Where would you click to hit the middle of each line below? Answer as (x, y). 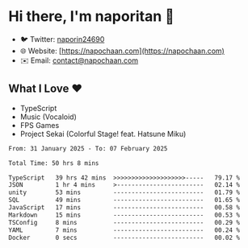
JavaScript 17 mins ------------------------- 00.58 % (124, 208)
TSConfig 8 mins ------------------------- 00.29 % (124, 222)
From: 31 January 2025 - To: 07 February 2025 (88, 148)
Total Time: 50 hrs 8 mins (54, 163)
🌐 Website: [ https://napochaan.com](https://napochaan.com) (122, 51)
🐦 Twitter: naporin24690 (62, 39)
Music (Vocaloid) (48, 117)
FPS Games (40, 125)
